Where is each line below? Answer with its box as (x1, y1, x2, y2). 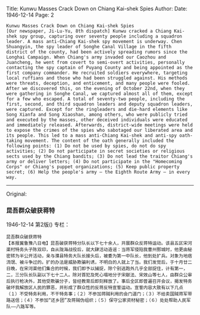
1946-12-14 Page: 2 (6, 11, 54, 18)
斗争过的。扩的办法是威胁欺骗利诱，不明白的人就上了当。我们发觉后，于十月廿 (23, 260, 188, 265)
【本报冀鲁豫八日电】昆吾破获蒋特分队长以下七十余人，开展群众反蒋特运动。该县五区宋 (6, 240, 188, 246)
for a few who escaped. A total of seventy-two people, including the (6, 96, 185, 102)
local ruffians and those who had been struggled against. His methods (6, 75, 187, 81)
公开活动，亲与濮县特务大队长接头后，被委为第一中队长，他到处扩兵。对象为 (23, 253, 183, 259)
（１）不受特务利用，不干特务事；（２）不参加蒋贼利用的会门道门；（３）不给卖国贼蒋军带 (6, 291, 192, 297)
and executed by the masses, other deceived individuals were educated (6, 117, 187, 123)
